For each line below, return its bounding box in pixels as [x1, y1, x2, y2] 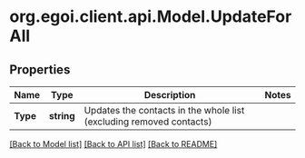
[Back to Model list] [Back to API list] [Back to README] [9, 139, 218, 149]
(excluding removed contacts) [84, 115, 212, 128]
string [48, 110, 75, 122]
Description [143, 89, 196, 101]
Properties [9, 62, 71, 77]
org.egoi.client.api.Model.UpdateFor [9, 6, 292, 27]
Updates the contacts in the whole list [84, 104, 245, 116]
